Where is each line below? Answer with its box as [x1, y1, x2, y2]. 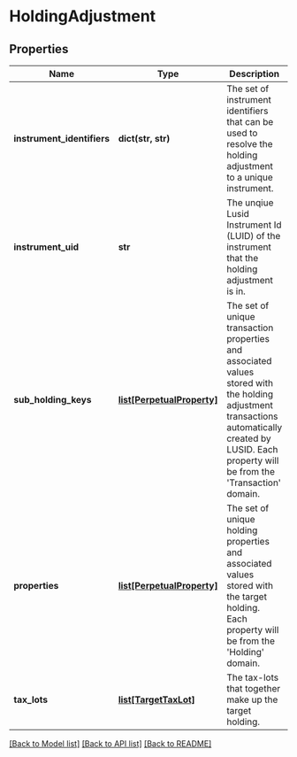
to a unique [226, 171, 274, 183]
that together [226, 683, 281, 694]
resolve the [226, 138, 273, 150]
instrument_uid [13, 241, 80, 253]
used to [226, 127, 258, 139]
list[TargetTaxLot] [118, 693, 196, 706]
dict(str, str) [118, 133, 171, 144]
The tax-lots [226, 671, 279, 684]
